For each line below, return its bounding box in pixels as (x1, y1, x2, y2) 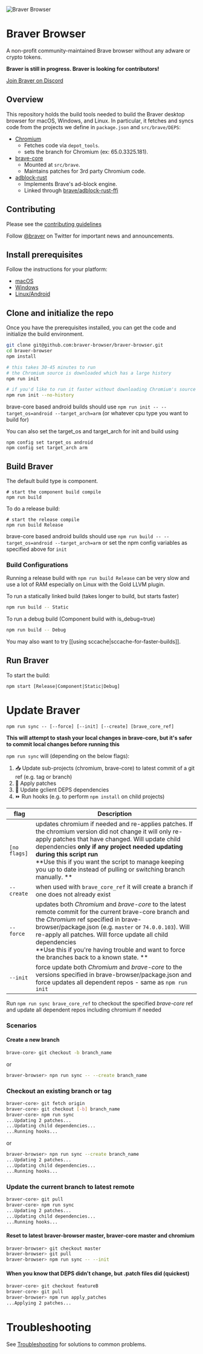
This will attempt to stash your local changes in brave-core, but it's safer (6, 734, 192, 741)
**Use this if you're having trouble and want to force (35, 945, 185, 954)
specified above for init (6, 545, 68, 553)
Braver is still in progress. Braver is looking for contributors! (6, 65, 159, 72)
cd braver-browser (6, 348, 53, 354)
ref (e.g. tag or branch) (14, 773, 72, 780)
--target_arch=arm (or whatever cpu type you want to (54, 410, 188, 417)
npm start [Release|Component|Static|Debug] (6, 683, 120, 689)
